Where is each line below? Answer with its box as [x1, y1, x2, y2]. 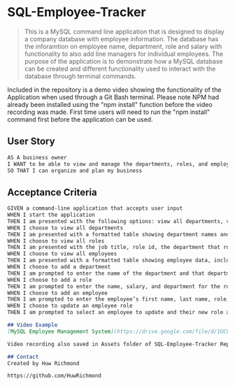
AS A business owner [7, 154, 68, 161]
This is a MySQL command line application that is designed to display [24, 27, 225, 36]
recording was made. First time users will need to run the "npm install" [7, 108, 211, 116]
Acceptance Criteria [7, 186, 97, 198]
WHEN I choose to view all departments [7, 224, 124, 231]
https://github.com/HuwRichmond [7, 372, 101, 380]
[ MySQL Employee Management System [7, 328, 111, 335]
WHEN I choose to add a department [7, 264, 111, 271]
